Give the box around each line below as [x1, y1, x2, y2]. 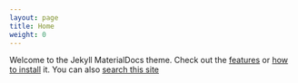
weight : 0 [9, 30, 47, 39]
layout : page [9, 13, 59, 23]
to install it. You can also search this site [9, 64, 159, 75]
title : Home [9, 22, 55, 31]
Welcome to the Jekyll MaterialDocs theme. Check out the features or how [9, 55, 289, 66]
